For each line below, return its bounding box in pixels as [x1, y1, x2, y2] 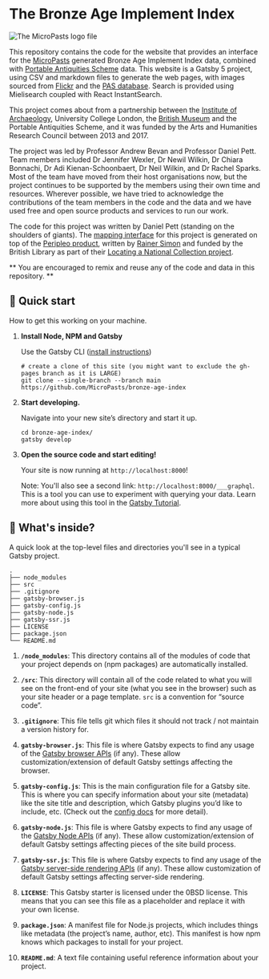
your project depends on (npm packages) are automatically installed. [20, 659, 248, 668]
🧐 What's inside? [9, 521, 95, 534]
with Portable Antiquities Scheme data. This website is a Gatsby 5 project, [9, 63, 253, 73]
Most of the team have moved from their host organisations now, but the [9, 172, 247, 181]
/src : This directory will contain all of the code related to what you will [20, 675, 252, 684]
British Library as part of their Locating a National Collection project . [9, 246, 235, 257]
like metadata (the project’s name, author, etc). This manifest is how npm [20, 928, 261, 938]
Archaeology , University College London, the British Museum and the [9, 113, 237, 123]
